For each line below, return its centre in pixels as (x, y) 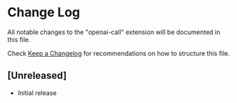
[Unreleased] (37, 76)
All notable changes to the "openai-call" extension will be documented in (114, 32)
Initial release (37, 92)
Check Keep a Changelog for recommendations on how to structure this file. (119, 53)
